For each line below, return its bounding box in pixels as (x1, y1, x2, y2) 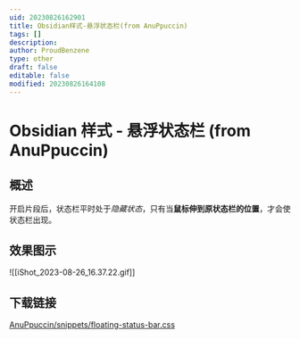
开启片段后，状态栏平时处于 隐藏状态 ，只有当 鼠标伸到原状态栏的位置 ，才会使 (9, 203, 291, 214)
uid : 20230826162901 (9, 12, 87, 22)
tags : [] (9, 29, 42, 38)
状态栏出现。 (9, 214, 56, 225)
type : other (9, 54, 54, 63)
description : (9, 37, 58, 47)
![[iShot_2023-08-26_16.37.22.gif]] (9, 267, 136, 277)
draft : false (9, 63, 58, 72)
